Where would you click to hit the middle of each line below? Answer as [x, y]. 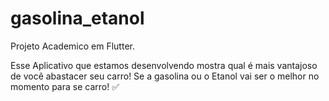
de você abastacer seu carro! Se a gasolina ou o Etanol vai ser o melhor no [165, 76]
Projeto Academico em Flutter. [72, 46]
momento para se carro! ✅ [65, 86]
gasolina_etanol [77, 18]
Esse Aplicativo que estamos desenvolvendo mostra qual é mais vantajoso [164, 65]
